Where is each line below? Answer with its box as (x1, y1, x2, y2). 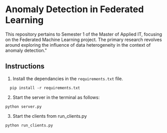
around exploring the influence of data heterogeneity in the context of (5, 42, 151, 48)
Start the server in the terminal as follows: (12, 94, 100, 100)
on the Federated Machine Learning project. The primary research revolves (5, 37, 162, 43)
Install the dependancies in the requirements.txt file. (12, 75, 123, 82)
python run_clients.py (5, 123, 53, 128)
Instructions (5, 62, 45, 71)
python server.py (5, 104, 42, 109)
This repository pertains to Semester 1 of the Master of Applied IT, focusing (5, 31, 162, 37)
